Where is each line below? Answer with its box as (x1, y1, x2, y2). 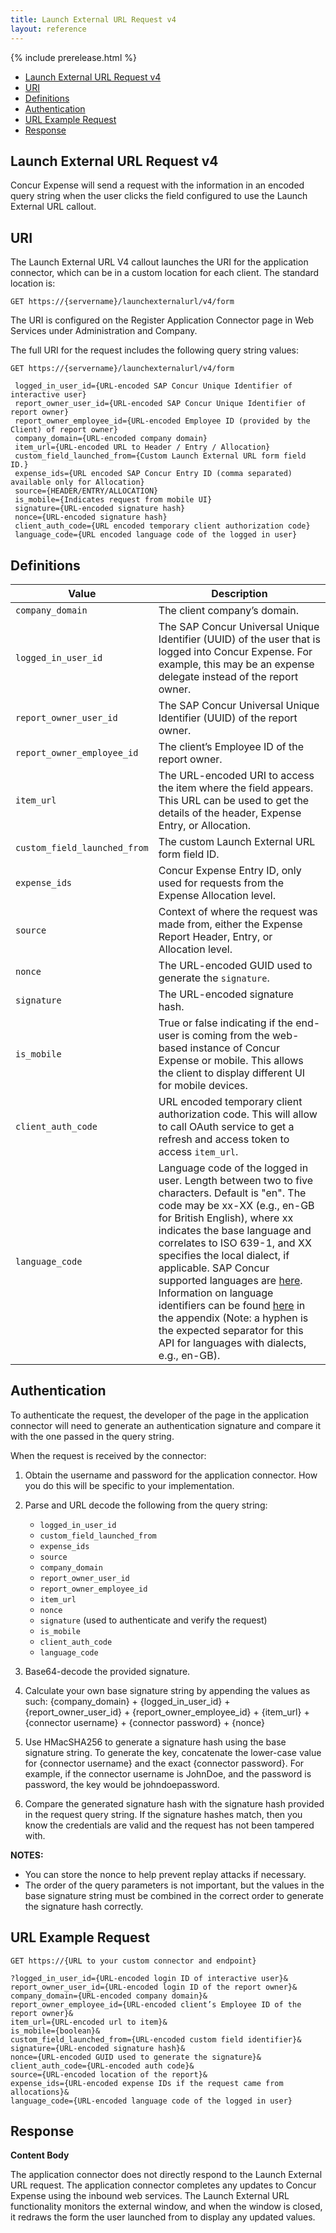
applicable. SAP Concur (158, 1261, 270, 1275)
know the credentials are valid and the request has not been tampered (24, 1819, 315, 1831)
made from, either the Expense (158, 917, 303, 931)
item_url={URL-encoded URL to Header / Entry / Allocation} (14, 442, 271, 453)
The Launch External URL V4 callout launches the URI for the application (10, 256, 309, 268)
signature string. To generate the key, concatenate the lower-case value (24, 1746, 322, 1758)
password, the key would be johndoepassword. (24, 1778, 220, 1790)
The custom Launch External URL (158, 834, 316, 848)
